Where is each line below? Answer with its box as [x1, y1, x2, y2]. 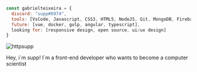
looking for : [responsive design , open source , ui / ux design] [11, 27, 167, 33]
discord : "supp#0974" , [11, 10, 67, 17]
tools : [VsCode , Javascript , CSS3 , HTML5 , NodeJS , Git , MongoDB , [11, 16, 175, 22]
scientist [6, 60, 27, 67]
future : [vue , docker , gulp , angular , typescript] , [11, 21, 141, 27]
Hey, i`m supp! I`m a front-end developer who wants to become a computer [6, 54, 189, 61]
